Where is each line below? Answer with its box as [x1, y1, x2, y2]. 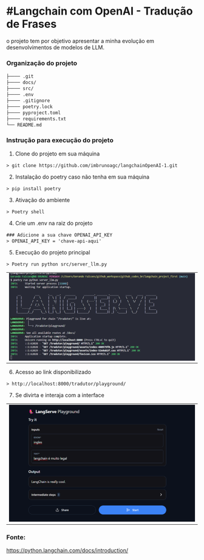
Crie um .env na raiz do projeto [15, 219, 93, 227]
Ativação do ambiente [15, 196, 70, 203]
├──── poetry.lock [6, 104, 53, 110]
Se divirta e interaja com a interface [15, 392, 104, 399]
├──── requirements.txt [6, 116, 67, 122]
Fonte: [6, 533, 26, 541]
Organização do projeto [6, 59, 78, 67]
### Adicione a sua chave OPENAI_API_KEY [6, 232, 113, 238]
